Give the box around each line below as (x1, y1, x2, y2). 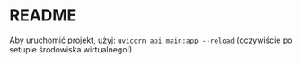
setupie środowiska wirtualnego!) (9, 44, 133, 54)
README (9, 5, 77, 26)
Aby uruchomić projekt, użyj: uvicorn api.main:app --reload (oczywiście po (9, 35, 293, 45)
